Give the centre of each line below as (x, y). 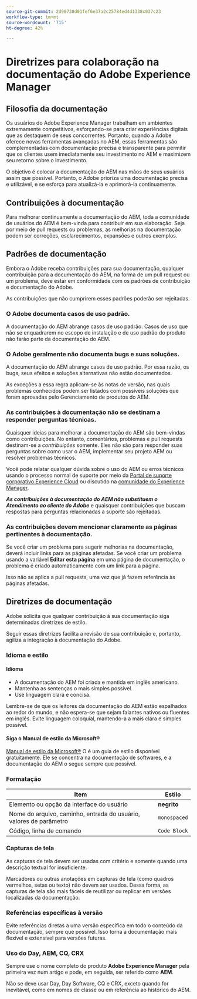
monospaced (173, 817)
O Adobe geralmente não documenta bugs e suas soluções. (93, 355)
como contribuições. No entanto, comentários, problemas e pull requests (94, 439)
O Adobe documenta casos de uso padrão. (68, 313)
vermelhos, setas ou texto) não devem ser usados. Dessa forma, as (87, 885)
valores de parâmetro (39, 821)
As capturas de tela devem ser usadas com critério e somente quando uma (97, 861)
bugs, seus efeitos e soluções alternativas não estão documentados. (89, 373)
